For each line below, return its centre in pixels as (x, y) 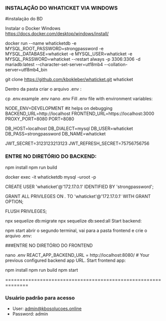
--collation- (116, 65)
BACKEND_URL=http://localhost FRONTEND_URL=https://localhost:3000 (80, 113)
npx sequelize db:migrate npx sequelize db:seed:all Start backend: (74, 220)
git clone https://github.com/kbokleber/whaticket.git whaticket (69, 80)
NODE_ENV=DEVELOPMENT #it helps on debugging (59, 108)
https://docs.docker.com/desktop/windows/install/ (57, 34)
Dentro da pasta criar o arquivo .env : (43, 89)
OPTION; (14, 202)
